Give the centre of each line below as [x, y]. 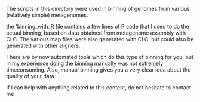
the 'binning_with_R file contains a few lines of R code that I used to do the [98, 27]
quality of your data [30, 76]
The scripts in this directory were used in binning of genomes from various [98, 9]
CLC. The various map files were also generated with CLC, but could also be [100, 39]
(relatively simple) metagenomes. [47, 15]
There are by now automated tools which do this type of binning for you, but [100, 57]
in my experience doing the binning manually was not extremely [85, 63]
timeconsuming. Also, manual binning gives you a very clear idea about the [99, 70]
